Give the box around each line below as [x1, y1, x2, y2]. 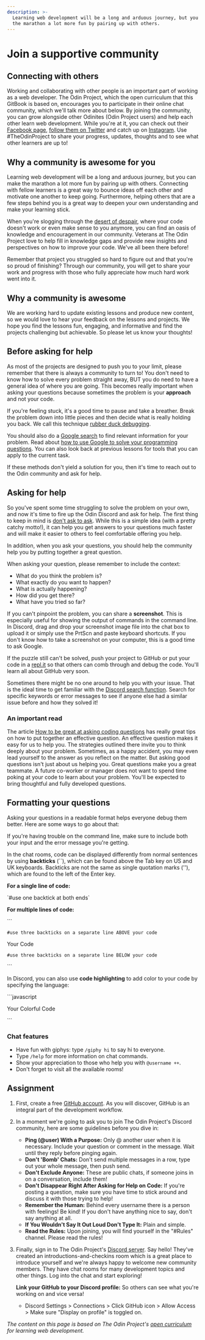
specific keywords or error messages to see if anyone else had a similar [7, 692, 188, 699]
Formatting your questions [7, 797, 110, 808]
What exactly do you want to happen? [15, 578, 112, 585]
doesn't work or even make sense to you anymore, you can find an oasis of [7, 224, 196, 231]
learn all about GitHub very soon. [7, 667, 90, 674]
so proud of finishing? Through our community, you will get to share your [7, 262, 190, 269]
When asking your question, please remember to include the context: [7, 560, 181, 567]
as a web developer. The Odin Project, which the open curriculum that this [7, 94, 193, 101]
